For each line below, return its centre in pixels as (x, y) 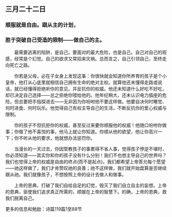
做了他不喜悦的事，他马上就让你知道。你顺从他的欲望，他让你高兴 (88, 132)
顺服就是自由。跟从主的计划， (42, 25)
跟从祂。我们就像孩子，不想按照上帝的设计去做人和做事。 (66, 174)
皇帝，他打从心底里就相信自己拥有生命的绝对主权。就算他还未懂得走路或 (81, 82)
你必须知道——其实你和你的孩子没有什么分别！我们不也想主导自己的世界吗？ (86, 155)
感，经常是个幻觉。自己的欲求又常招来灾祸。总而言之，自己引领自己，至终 (84, 58)
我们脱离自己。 (21, 198)
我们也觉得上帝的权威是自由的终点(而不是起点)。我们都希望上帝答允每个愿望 (85, 161)
